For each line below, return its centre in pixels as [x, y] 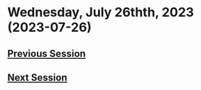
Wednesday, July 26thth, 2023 [101, 12]
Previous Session [47, 54]
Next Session [37, 78]
